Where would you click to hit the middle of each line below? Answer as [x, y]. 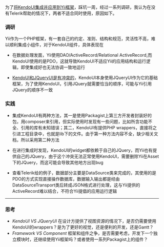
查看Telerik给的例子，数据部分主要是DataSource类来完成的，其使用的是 [84, 173]
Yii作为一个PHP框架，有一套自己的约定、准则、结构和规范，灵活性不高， [78, 39]
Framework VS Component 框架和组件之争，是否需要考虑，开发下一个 [83, 233]
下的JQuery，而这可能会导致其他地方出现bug [58, 162]
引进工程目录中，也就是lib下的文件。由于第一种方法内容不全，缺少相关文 [85, 134]
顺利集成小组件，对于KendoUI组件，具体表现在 [56, 45]
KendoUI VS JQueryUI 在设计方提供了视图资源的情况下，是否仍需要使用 [84, 221]
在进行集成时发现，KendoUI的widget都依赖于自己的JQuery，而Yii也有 [82, 150]
